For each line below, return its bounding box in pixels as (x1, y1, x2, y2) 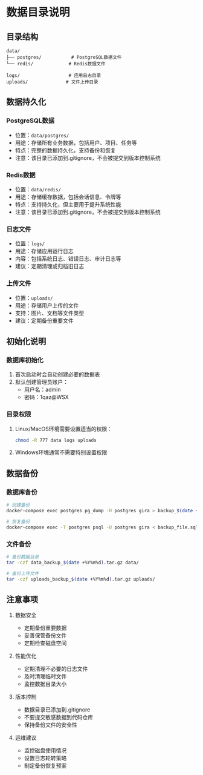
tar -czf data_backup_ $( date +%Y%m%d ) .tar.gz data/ (6, 559, 139, 566)
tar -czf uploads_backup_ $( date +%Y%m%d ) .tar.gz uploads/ (6, 576, 155, 582)
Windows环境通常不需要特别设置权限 (14, 449, 108, 456)
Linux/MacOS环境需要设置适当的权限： (14, 425, 113, 432)
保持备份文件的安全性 (24, 721, 77, 728)
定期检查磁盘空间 (24, 639, 67, 647)
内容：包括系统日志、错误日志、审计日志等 (14, 255, 121, 262)
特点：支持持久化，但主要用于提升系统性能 (14, 200, 121, 208)
